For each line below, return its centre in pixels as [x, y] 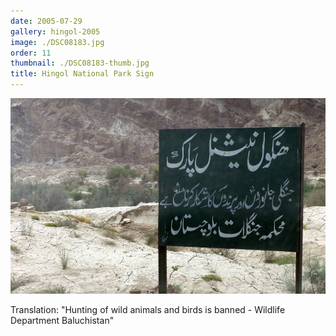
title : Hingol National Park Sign [82, 74]
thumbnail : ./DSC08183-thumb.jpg [80, 63]
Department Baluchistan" [62, 320]
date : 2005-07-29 [46, 21]
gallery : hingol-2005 [55, 31]
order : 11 [31, 53]
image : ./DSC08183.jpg [57, 42]
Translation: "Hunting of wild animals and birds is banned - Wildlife [148, 309]
